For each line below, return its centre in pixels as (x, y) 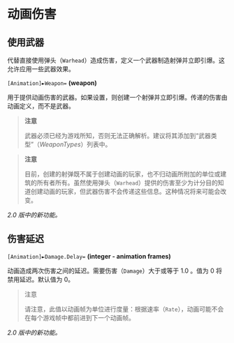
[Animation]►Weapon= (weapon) (52, 83)
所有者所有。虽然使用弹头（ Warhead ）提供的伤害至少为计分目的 (127, 183)
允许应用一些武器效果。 (41, 69)
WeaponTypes (60, 144)
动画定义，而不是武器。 (41, 106)
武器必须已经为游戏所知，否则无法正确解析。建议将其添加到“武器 (117, 136)
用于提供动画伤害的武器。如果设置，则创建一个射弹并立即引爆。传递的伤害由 (117, 97)
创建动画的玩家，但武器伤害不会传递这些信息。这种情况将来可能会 (125, 191)
